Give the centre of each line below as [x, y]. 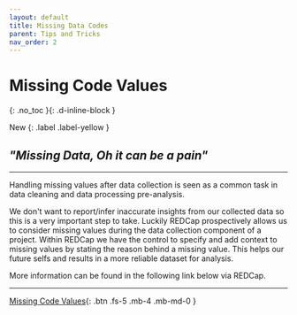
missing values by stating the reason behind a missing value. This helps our [147, 249]
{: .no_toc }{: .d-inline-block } [63, 111]
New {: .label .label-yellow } [60, 127]
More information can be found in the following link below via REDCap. [138, 276]
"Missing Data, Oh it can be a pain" [109, 155]
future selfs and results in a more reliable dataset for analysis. [122, 258]
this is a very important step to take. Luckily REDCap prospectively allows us [148, 221]
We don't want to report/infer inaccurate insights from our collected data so [147, 211]
